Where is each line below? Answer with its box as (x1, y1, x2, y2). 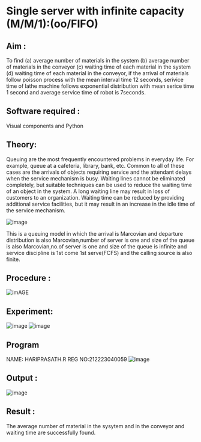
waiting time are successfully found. (6, 429, 96, 436)
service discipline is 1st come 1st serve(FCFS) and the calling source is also (6, 249, 193, 256)
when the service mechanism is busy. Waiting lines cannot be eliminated (6, 174, 186, 182)
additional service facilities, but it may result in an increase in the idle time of (6, 200, 196, 207)
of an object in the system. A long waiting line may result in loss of (6, 188, 170, 195)
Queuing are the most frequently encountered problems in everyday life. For (6, 155, 194, 163)
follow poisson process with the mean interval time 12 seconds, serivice (6, 76, 184, 83)
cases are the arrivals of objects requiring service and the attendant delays (6, 168, 192, 176)
